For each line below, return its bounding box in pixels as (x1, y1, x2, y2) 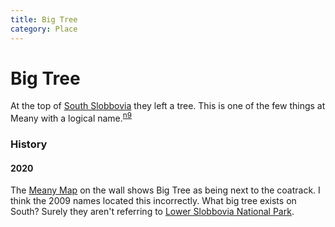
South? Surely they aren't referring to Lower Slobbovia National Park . (10, 206, 295, 218)
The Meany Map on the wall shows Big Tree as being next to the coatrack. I (10, 184, 321, 196)
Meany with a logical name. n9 (10, 111, 132, 125)
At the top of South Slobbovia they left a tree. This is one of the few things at (10, 100, 326, 112)
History (10, 137, 48, 151)
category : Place (10, 24, 78, 34)
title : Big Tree (10, 14, 78, 25)
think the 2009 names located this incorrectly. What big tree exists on (10, 195, 297, 207)
